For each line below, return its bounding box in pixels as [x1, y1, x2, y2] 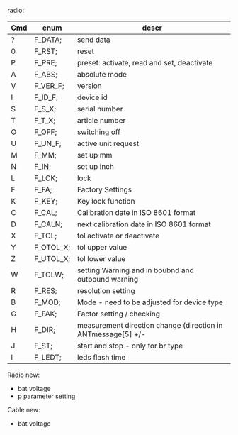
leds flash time [76, 353, 126, 362]
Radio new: [7, 370, 40, 379]
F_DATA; [34, 35, 62, 45]
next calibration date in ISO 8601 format [76, 219, 211, 229]
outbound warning [76, 275, 139, 284]
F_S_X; [34, 104, 57, 114]
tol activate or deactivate [76, 231, 160, 241]
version [76, 81, 103, 91]
